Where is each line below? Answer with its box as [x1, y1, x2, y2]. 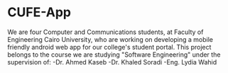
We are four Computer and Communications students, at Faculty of [7, 28, 204, 36]
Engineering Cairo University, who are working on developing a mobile [7, 35, 214, 43]
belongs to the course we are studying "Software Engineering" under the [7, 50, 221, 59]
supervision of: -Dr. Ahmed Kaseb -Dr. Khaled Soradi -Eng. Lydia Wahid [7, 57, 217, 66]
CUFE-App [7, 4, 72, 21]
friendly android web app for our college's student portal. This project [7, 43, 212, 51]
